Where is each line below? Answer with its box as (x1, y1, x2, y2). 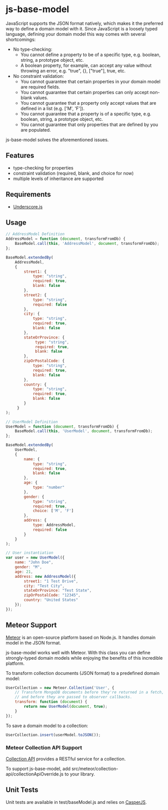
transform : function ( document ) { (15, 699, 87, 704)
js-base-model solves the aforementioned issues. (6, 137, 109, 143)
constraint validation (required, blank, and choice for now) (13, 170, 134, 176)
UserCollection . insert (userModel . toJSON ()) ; (6, 732, 101, 737)
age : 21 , (15, 569, 33, 574)
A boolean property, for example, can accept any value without (20, 62, 152, 68)
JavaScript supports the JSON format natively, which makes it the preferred (6, 20, 163, 26)
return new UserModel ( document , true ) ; (24, 704, 108, 709)
